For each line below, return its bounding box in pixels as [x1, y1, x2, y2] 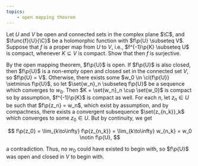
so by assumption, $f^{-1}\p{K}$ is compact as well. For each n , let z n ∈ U [6, 94, 189, 103]
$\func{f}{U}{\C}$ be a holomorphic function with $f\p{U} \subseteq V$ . [6, 37, 184, 44]
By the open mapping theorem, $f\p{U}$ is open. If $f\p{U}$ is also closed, [6, 61, 191, 68]
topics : [6, 8, 26, 15]
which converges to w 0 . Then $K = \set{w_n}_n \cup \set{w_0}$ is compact [6, 86, 192, 95]
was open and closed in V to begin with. [6, 153, 105, 160]
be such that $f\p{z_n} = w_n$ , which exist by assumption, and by [6, 102, 169, 109]
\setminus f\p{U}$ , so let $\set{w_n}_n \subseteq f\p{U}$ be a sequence [6, 80, 185, 87]
